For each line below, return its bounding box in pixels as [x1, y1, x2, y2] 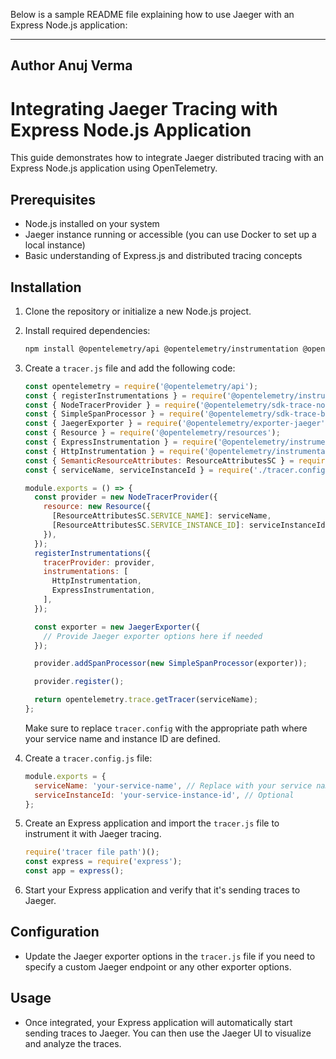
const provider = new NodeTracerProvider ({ [34, 492, 218, 503]
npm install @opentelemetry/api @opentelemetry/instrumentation [24, 344, 299, 354]
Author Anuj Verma [10, 57, 133, 74]
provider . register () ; [34, 677, 125, 687]
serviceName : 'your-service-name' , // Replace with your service [34, 780, 313, 791]
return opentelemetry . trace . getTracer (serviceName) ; [34, 695, 259, 705]
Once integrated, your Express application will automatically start [24, 1016, 293, 1028]
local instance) [24, 239, 86, 251]
